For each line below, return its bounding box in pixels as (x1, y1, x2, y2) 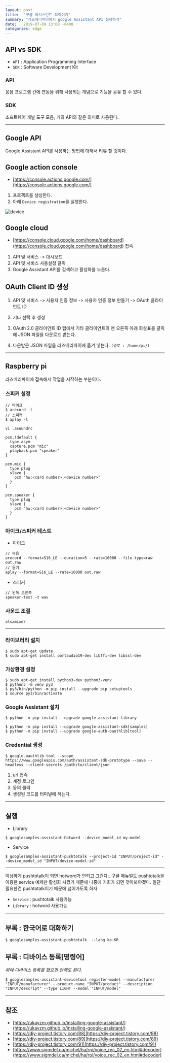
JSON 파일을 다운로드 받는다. (18, 331, 76, 338)
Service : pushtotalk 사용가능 (12, 896, 72, 903)
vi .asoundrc (5, 426, 33, 431)
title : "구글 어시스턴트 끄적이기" (5, 12, 71, 17)
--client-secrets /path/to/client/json (25, 762, 110, 767)
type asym (10, 439, 30, 444)
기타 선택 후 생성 (12, 314, 46, 320)
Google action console (5, 163, 77, 172)
